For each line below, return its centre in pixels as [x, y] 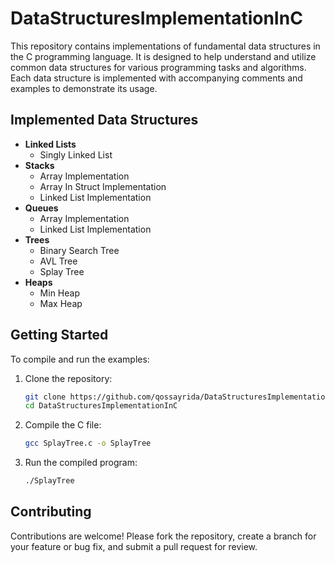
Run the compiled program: [81, 463]
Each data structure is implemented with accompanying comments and [156, 78]
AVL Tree [58, 261]
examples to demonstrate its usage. [84, 88]
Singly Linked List [76, 154]
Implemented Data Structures [104, 120]
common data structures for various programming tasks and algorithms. [158, 67]
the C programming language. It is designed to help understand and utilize [163, 56]
